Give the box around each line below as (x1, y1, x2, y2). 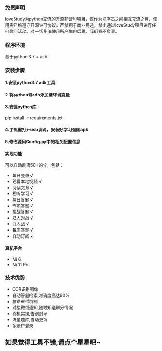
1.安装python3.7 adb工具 (5, 80, 56, 86)
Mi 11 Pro (12, 261, 30, 267)
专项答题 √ (12, 203, 33, 209)
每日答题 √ (12, 197, 33, 203)
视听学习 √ (12, 191, 33, 197)
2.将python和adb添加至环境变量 (5, 92, 70, 97)
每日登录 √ (12, 173, 33, 178)
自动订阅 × (12, 233, 33, 239)
